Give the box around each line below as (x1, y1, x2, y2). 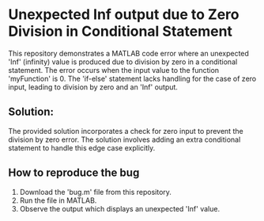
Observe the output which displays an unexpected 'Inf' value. (19, 204, 220, 213)
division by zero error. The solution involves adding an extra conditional (8, 135, 241, 144)
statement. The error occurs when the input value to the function (8, 65, 220, 74)
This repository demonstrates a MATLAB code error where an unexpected (8, 48, 249, 58)
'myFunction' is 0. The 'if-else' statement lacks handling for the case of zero (8, 74, 257, 83)
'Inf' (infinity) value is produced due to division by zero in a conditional (8, 57, 238, 67)
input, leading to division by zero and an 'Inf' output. (8, 82, 178, 92)
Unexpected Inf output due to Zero (8, 6, 239, 24)
